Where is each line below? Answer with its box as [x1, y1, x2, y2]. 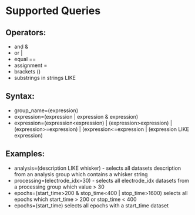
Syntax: [5, 91, 35, 101]
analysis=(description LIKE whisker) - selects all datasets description [14, 164, 181, 172]
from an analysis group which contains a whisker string [14, 170, 148, 177]
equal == [14, 56, 36, 62]
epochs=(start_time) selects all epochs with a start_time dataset [14, 201, 169, 209]
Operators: [5, 28, 46, 38]
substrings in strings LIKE [14, 75, 76, 81]
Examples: [5, 149, 45, 159]
